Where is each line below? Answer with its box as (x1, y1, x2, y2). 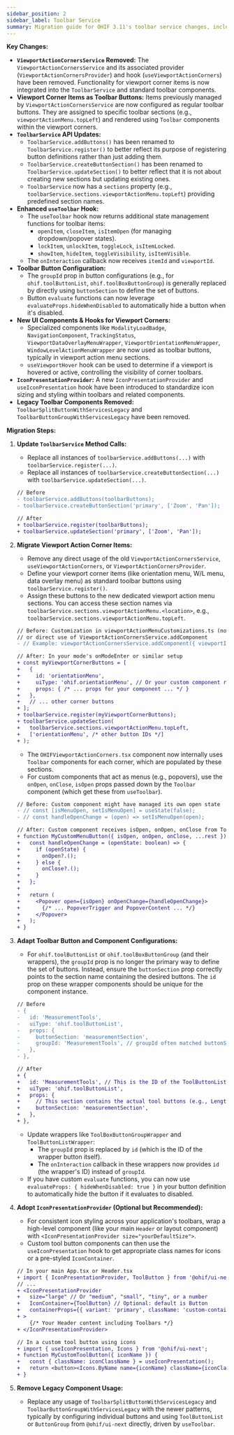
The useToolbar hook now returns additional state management (27, 212, 210, 220)
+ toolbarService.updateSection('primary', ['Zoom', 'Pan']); (16, 528, 202, 535)
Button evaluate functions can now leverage (27, 294, 155, 302)
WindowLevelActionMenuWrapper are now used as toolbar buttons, (27, 346, 212, 354)
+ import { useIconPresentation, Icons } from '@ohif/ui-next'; (16, 1345, 208, 1352)
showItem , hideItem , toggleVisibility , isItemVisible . (37, 249, 191, 257)
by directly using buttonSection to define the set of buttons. (27, 286, 200, 295)
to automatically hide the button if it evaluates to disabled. (27, 1189, 194, 1198)
